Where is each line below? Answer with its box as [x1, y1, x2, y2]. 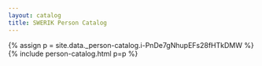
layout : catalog [8, 11, 61, 20]
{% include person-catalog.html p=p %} [8, 49, 138, 58]
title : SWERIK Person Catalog [8, 19, 108, 27]
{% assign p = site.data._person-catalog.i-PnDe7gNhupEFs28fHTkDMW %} [8, 40, 254, 49]
